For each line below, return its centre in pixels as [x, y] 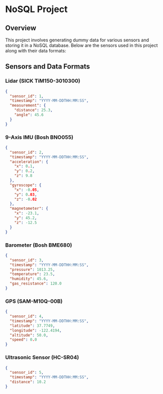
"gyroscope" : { [26, 185]
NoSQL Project [36, 9]
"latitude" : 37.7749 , [32, 326]
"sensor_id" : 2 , [27, 152]
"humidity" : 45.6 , [29, 279]
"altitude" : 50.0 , [29, 335]
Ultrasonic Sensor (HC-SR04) [42, 358]
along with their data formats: [36, 51]
